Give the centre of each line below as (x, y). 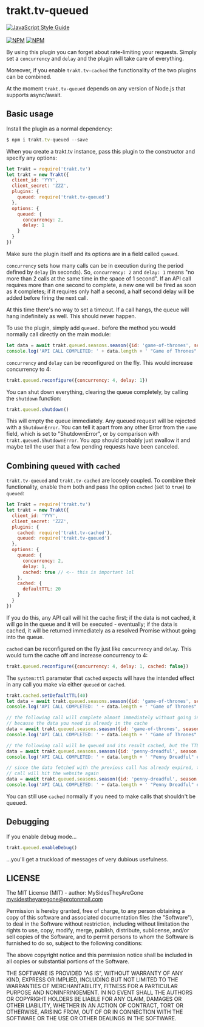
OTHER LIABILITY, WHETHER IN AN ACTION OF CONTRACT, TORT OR (95, 1006)
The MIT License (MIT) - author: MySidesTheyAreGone (75, 893)
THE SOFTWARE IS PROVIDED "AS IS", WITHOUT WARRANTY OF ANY (95, 973)
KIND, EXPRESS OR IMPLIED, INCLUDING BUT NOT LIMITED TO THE (92, 980)
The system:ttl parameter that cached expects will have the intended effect (100, 678)
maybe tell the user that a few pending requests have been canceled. (93, 447)
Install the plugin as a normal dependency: (59, 129)
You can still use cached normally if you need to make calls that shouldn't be (101, 796)
